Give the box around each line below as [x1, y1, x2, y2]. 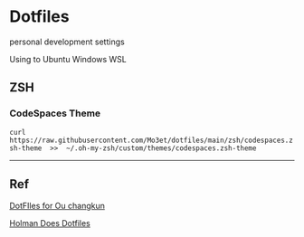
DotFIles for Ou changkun [9, 201, 106, 212]
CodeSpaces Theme [9, 107, 101, 119]
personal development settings [9, 36, 125, 47]
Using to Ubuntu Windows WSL [9, 53, 127, 64]
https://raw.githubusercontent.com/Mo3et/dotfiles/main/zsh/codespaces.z [9, 136, 294, 145]
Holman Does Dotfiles [9, 218, 90, 229]
